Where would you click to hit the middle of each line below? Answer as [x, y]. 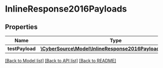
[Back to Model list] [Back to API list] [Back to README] [61, 61]
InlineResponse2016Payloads [66, 9]
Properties [21, 27]
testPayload [22, 49]
